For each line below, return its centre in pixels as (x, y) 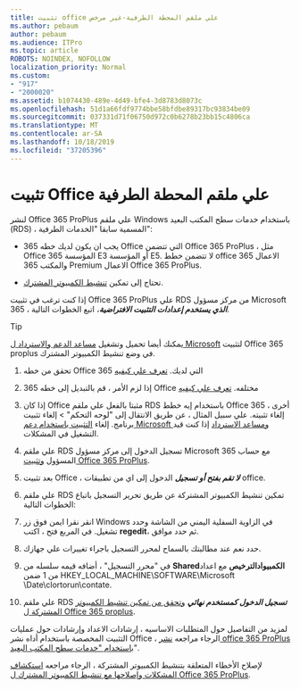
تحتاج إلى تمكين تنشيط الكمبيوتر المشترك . (93, 282)
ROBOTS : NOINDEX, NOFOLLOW (60, 59)
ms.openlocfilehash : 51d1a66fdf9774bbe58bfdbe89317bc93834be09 (130, 109)
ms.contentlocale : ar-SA (56, 134)
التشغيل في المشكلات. (61, 433)
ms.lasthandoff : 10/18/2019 (62, 142)
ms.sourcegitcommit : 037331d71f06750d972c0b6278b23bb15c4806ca (130, 117)
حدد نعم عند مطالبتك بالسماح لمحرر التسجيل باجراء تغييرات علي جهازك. (142, 548)
